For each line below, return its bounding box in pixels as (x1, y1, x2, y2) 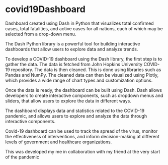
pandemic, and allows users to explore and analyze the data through (5, 113, 147, 119)
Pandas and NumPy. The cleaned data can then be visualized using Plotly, (5, 72, 159, 78)
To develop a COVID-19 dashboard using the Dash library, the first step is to (5, 56, 162, 62)
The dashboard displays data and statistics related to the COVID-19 (5, 107, 145, 114)
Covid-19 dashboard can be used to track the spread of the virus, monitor (5, 128, 158, 134)
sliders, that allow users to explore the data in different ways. (5, 97, 132, 104)
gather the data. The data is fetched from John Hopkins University (5, 61, 143, 67)
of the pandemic (5, 154, 39, 160)
